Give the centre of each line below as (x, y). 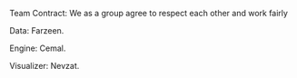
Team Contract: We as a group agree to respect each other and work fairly (149, 13)
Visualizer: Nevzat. (45, 66)
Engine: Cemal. (38, 48)
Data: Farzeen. (37, 30)
